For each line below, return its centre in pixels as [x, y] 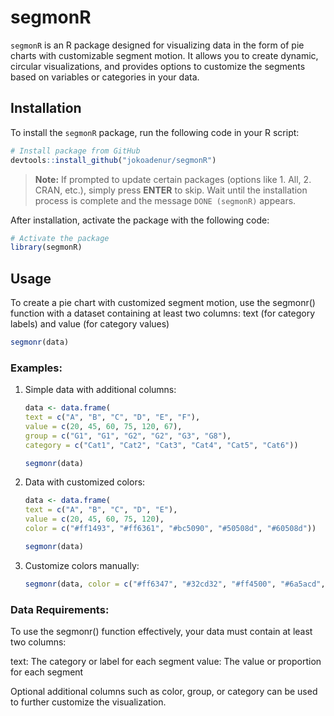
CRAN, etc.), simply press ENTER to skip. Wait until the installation [171, 190]
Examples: [36, 368]
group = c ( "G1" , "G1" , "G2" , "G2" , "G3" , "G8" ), [128, 436]
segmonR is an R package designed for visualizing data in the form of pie [157, 45]
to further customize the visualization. [88, 702]
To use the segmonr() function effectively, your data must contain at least [161, 632]
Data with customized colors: [85, 482]
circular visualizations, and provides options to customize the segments [158, 66]
